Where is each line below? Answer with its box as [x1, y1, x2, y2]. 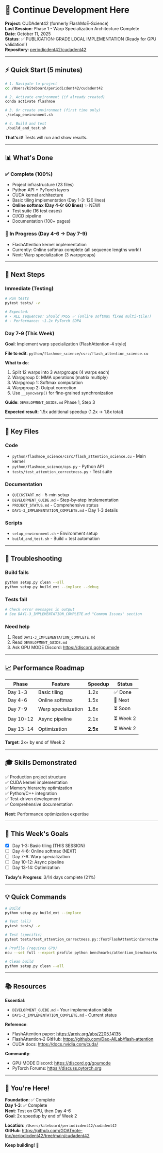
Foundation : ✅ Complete [5, 1097, 55, 1103]
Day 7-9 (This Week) [5, 330, 55, 337]
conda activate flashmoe [5, 99, 55, 104]
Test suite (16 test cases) [12, 208, 62, 214]
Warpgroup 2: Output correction [12, 385, 77, 391]
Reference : [5, 1022, 28, 1027]
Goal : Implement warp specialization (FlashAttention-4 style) [5, 341, 127, 347]
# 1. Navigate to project [5, 81, 57, 86]
